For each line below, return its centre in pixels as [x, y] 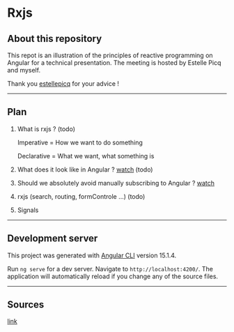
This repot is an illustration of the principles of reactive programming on [110, 55]
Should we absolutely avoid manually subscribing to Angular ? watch [116, 183]
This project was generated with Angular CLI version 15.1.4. [92, 255]
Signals [28, 210]
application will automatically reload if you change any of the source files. [112, 276]
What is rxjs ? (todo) [46, 129]
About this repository [55, 39]
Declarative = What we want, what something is [86, 156]
